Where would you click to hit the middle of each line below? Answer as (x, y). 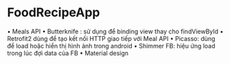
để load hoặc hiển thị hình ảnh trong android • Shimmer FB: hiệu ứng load (111, 46)
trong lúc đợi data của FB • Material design (68, 53)
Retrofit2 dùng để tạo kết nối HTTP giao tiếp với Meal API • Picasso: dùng (111, 38)
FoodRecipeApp (54, 13)
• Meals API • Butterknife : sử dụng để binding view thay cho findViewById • (115, 31)
